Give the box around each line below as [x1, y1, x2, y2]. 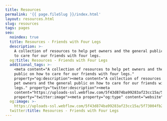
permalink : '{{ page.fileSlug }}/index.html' [5, 12, 101, 17]
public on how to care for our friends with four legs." [14, 72, 135, 77]
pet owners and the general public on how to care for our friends [14, 81, 157, 85]
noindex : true [9, 35, 39, 40]
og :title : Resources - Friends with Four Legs [9, 58, 108, 63]
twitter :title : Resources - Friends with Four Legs [9, 108, 119, 114]
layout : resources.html [5, 16, 55, 21]
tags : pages [5, 26, 30, 31]
